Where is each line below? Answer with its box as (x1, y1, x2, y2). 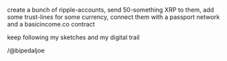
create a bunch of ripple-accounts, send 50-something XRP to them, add (7, 6, 215, 14)
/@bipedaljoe (7, 47, 45, 54)
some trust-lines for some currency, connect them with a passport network (7, 13, 220, 21)
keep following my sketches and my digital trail (7, 33, 140, 41)
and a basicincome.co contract (7, 20, 95, 28)
